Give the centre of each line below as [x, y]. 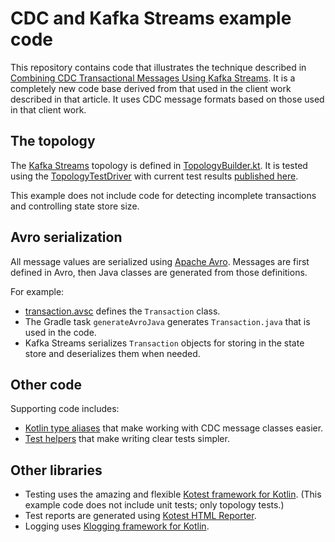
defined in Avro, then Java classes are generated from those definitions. [159, 272]
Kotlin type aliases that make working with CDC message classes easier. [174, 428]
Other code [46, 384]
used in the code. [60, 332]
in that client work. [48, 109]
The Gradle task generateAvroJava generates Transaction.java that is [167, 321]
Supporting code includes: [65, 409]
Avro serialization [66, 237]
